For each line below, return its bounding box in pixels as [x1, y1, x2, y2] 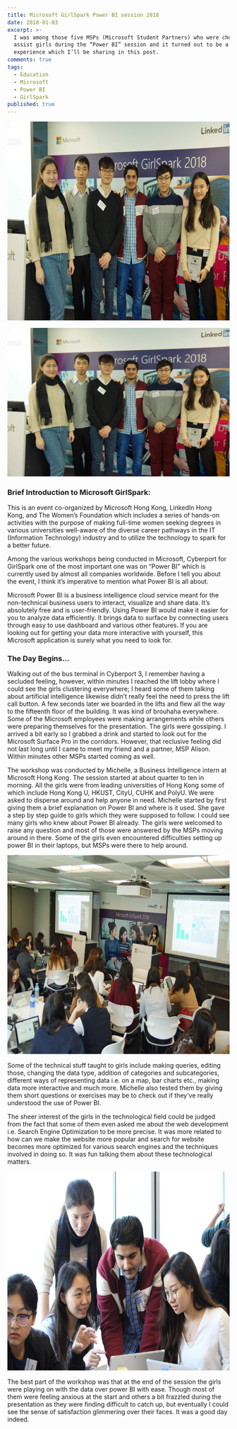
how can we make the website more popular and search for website [7, 1135, 205, 1143]
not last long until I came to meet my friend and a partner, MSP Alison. [7, 745, 211, 753]
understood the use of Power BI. [7, 1099, 102, 1107]
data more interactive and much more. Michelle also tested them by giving [7, 1084, 223, 1092]
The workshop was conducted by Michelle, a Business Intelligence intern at [7, 766, 227, 774]
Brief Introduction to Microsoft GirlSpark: [7, 487, 151, 497]
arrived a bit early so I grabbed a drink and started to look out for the [7, 730, 207, 738]
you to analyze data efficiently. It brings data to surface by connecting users [7, 614, 229, 622]
